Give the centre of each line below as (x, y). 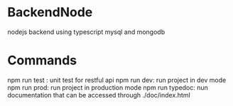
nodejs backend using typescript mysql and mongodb (86, 32)
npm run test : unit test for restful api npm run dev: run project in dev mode (117, 80)
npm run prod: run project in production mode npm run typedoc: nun (108, 87)
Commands (42, 60)
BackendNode (50, 12)
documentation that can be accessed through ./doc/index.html (99, 95)
